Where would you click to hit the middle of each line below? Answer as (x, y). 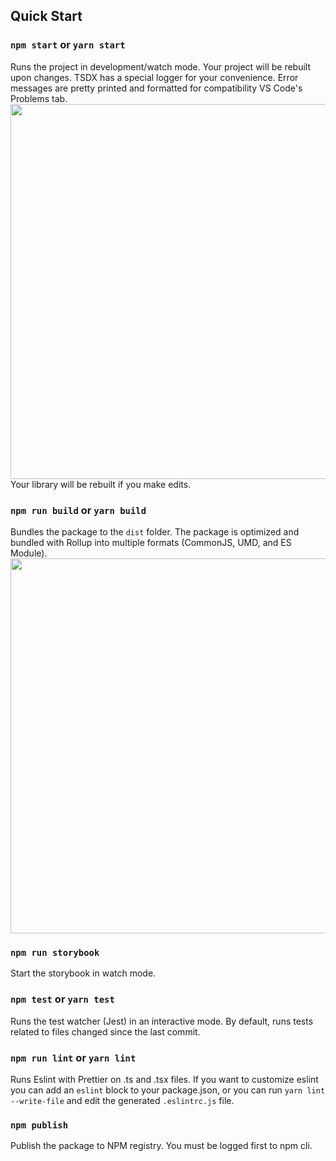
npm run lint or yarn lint (73, 1057)
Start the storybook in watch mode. (83, 973)
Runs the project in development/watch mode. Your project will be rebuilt (160, 66)
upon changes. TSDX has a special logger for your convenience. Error (154, 77)
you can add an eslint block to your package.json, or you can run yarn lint (168, 1090)
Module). (29, 553)
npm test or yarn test (62, 999)
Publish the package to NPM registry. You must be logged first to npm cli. (161, 1146)
